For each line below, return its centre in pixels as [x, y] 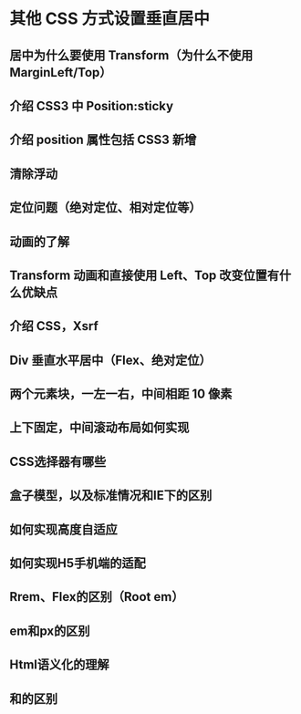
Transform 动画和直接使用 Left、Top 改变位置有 [145, 275]
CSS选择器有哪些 [58, 461]
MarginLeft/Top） [61, 72]
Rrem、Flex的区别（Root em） [97, 597]
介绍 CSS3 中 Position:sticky [92, 106]
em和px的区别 [50, 631]
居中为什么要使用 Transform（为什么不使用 [131, 55]
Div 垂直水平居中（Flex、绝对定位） [110, 360]
